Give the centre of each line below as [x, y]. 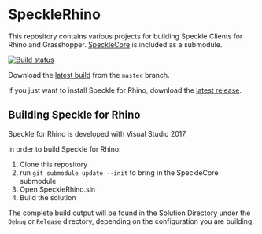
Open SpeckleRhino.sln [57, 189]
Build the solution [48, 197]
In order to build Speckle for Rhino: [65, 149]
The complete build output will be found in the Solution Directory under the [129, 213]
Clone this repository [54, 164]
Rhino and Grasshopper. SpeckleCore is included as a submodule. [115, 44]
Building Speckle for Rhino [74, 115]
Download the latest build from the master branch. [89, 75]
